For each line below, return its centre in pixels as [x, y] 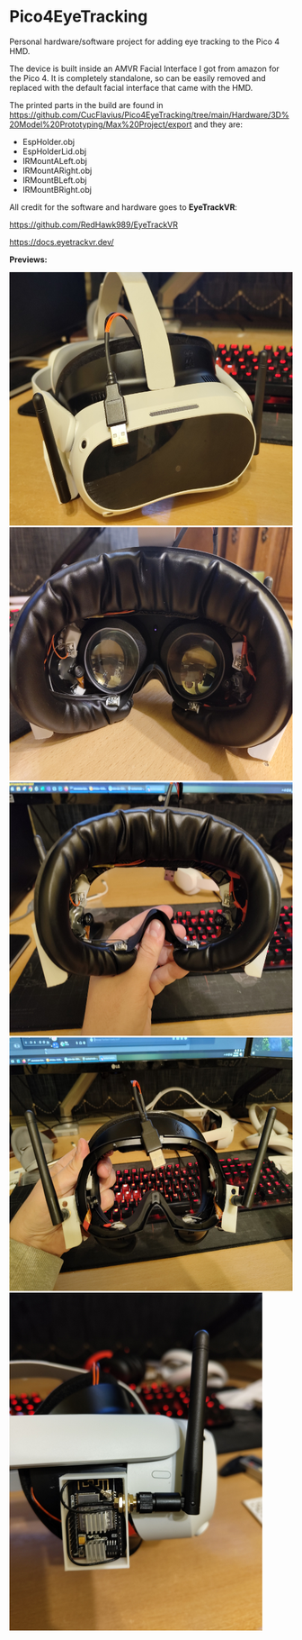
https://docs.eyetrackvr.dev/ [62, 241]
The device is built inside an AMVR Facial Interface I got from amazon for [145, 68]
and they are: [218, 124]
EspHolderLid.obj [54, 151]
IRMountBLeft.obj [54, 180]
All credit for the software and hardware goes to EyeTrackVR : [124, 207]
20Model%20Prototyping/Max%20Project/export [101, 124]
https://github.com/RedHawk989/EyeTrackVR [93, 224]
